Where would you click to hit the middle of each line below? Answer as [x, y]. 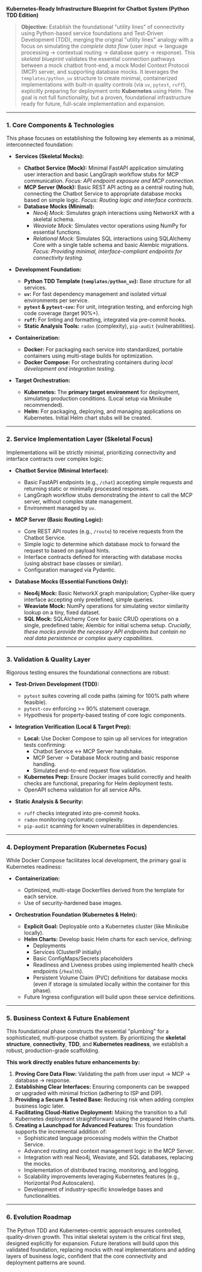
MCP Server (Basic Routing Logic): [59, 519]
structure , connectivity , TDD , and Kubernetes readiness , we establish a [97, 1044]
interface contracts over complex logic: [55, 459]
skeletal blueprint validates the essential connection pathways [98, 59]
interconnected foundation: [40, 145]
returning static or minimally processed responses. [87, 488]
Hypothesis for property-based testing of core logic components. [105, 715]
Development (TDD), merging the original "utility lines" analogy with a [107, 40]
